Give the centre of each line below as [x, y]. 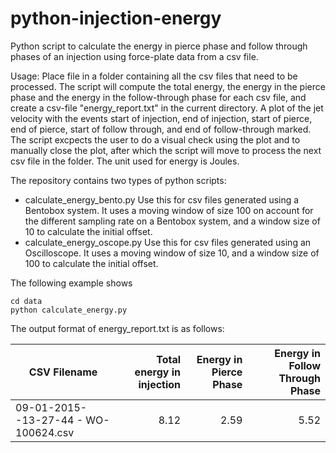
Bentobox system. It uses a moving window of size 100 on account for [169, 210]
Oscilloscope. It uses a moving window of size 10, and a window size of [172, 253]
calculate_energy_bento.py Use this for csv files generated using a [162, 199]
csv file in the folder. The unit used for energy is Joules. [125, 161]
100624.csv [45, 432]
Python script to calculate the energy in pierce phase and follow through [159, 46]
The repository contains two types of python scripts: [118, 180]
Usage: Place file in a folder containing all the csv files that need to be [154, 76]
